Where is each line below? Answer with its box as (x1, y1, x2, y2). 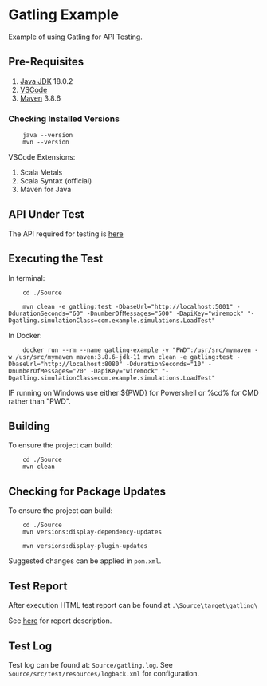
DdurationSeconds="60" (8, 309, 84, 317)
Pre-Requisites (8, 55, 84, 69)
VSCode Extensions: (8, 152, 76, 162)
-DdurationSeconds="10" (126, 360, 205, 368)
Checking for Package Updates (8, 484, 166, 498)
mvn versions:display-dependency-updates (22, 528, 162, 536)
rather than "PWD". (8, 396, 72, 406)
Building (8, 420, 50, 433)
